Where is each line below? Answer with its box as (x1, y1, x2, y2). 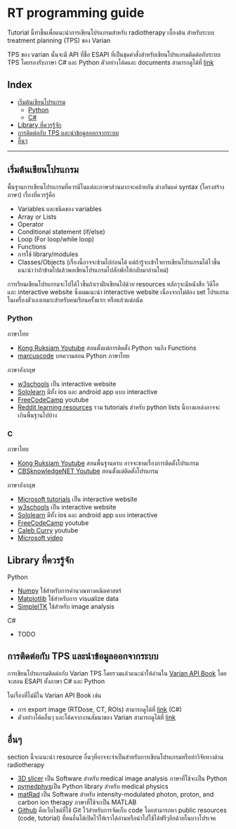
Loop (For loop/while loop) (17, 234, 95, 243)
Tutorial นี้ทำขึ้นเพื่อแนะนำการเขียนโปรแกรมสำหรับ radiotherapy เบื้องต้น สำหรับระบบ (7, 28, 215, 37)
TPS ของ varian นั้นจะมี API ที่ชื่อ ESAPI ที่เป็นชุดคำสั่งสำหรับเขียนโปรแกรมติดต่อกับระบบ (7, 50, 221, 58)
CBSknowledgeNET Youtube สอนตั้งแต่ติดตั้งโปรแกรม (17, 467, 159, 476)
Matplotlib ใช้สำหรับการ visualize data (17, 594, 119, 602)
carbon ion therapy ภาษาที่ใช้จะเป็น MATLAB (17, 797, 137, 806)
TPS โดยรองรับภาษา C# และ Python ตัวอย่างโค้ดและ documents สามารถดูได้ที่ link (7, 58, 214, 66)
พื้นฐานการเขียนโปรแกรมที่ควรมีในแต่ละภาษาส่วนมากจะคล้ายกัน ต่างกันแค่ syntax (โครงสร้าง (7, 182, 225, 191)
